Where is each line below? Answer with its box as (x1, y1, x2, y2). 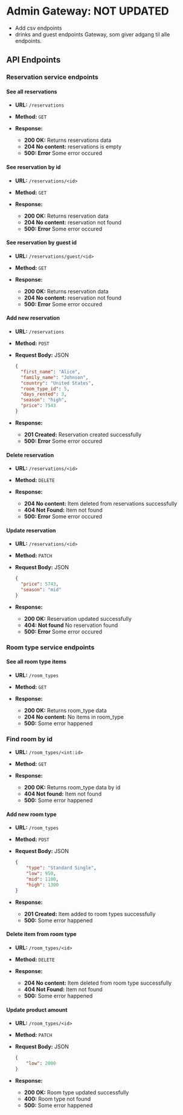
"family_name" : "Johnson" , (21, 374, 89, 380)
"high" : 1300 (26, 882, 59, 888)
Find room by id (6, 735, 53, 743)
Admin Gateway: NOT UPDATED (6, 4, 169, 18)
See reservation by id (6, 164, 61, 171)
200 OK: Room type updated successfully (24, 1088, 129, 1096)
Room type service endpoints (6, 643, 95, 651)
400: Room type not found (24, 1095, 91, 1102)
